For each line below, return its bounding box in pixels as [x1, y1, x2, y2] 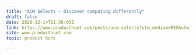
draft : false [6, 14, 38, 20]
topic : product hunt [6, 35, 57, 41]
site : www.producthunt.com [6, 30, 72, 36]
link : [6, 24, 19, 31]
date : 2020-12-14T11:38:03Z [6, 19, 75, 25]
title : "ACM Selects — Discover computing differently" [6, 8, 145, 14]
